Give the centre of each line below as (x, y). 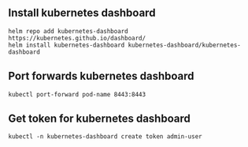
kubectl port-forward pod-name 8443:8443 (77, 94)
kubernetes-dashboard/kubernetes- (185, 45)
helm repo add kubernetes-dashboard (68, 31)
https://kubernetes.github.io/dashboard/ (77, 38)
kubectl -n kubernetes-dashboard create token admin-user (105, 137)
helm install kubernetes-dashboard (67, 45)
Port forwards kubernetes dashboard (101, 76)
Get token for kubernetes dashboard (99, 119)
